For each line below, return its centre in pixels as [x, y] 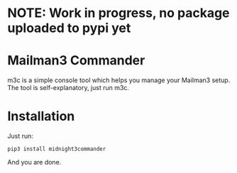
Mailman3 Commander [76, 61]
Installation [41, 117]
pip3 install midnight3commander [57, 149]
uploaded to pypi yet [69, 28]
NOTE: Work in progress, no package [118, 13]
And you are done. [34, 162]
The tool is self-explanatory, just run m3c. [68, 88]
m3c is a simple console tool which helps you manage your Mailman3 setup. [119, 80]
